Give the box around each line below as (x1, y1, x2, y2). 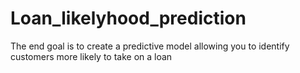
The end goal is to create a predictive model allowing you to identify (10, 40, 290, 52)
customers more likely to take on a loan (10, 50, 173, 62)
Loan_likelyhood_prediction (10, 7, 247, 30)
